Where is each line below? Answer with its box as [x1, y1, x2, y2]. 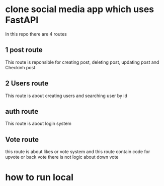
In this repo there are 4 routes [5, 31, 67, 37]
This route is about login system [5, 120, 72, 127]
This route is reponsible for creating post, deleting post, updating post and [5, 59, 159, 65]
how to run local [5, 172, 74, 183]
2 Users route [5, 79, 49, 88]
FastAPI [5, 14, 39, 26]
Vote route [5, 135, 39, 144]
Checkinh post [5, 64, 36, 70]
